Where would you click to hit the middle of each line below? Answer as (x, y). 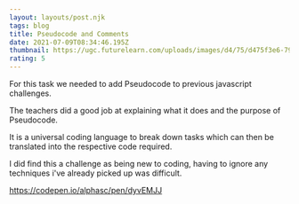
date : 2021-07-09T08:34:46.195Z (69, 42)
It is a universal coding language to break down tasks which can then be (141, 137)
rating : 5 (28, 59)
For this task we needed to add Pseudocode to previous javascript (130, 84)
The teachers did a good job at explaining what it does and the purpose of (145, 110)
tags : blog (29, 26)
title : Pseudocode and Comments (69, 34)
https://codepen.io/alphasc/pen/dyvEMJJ (86, 190)
